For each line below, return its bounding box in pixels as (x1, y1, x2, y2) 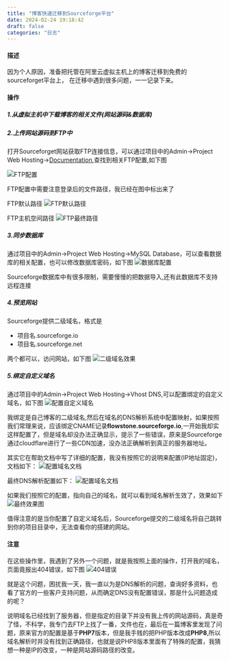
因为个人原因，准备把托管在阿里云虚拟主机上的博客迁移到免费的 (7, 68, 187, 76)
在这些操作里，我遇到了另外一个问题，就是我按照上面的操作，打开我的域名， (7, 557, 223, 565)
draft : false (7, 23, 44, 29)
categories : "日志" (7, 29, 61, 36)
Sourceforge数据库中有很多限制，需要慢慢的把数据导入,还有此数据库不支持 (7, 273, 218, 281)
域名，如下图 (7, 399, 43, 407)
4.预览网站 (7, 298, 38, 306)
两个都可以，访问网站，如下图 (7, 354, 91, 363)
